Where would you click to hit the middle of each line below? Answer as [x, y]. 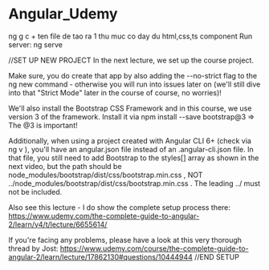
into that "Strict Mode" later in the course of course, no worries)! [115, 92]
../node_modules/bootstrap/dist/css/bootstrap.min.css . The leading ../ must [134, 183]
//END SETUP [216, 256]
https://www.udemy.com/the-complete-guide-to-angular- [104, 216]
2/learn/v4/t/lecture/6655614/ [58, 224]
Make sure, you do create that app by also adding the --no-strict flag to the [133, 75]
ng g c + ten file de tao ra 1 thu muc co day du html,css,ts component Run [130, 36]
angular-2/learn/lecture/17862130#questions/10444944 [100, 256]
